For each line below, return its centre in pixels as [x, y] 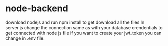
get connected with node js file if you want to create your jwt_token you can [83, 33]
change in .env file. [25, 38]
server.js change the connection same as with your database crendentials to [84, 27]
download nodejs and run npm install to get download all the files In [75, 22]
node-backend [37, 9]
